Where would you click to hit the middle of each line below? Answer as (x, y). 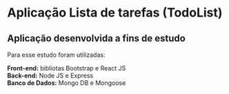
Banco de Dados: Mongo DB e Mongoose (67, 83)
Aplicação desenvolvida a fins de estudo (97, 38)
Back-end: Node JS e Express (50, 75)
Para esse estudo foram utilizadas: (56, 55)
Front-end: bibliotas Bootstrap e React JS (67, 68)
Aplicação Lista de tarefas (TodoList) (115, 13)
